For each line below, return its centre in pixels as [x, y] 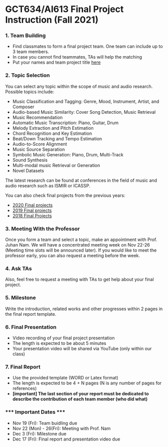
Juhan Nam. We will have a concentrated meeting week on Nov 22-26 [78, 245]
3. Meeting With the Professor [43, 229]
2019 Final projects [32, 210]
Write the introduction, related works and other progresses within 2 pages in [84, 309]
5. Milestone [21, 298]
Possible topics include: [30, 92]
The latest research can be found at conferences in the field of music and [81, 180]
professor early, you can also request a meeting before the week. [73, 256]
